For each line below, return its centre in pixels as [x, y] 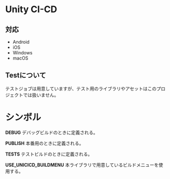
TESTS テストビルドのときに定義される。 [49, 154]
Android [21, 42]
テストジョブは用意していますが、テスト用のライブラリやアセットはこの [81, 88]
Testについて [26, 76]
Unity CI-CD [31, 9]
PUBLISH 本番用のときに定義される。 [45, 143]
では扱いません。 [41, 95]
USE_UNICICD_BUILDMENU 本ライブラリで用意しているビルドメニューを [82, 165]
